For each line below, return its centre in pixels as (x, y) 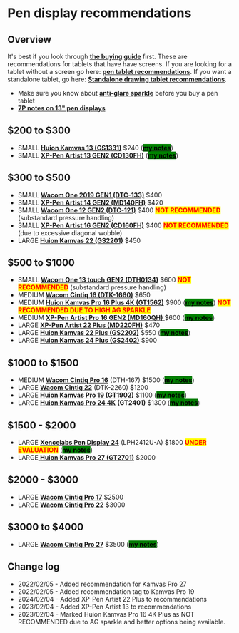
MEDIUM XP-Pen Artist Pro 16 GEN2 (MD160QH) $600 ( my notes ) (116, 318)
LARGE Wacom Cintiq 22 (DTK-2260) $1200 (83, 388)
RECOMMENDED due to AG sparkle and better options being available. (122, 622)
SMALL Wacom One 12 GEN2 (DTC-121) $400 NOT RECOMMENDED (119, 210)
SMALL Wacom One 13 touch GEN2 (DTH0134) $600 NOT (104, 280)
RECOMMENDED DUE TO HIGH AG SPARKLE (84, 310)
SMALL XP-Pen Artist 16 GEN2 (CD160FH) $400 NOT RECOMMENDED (123, 225)
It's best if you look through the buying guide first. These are (97, 56)
